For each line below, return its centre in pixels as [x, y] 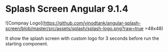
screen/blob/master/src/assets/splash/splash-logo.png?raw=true [74, 28]
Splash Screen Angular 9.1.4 [67, 9]
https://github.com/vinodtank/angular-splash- [92, 23]
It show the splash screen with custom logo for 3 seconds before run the [82, 38]
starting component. [27, 43]
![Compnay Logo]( [25, 23]
